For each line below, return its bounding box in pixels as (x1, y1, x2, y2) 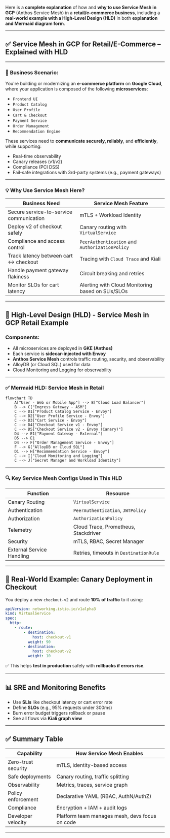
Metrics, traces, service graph (56, 781, 128, 788)
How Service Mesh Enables (75, 750, 143, 757)
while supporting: (5, 143, 42, 149)
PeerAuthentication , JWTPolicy (73, 506, 146, 513)
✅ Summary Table (5, 735, 63, 744)
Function (27, 490, 49, 497)
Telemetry (8, 526, 32, 533)
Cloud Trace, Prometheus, (73, 523, 136, 530)
